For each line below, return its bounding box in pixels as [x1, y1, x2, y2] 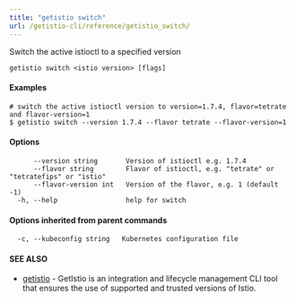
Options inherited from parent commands [9, 214, 168, 225]
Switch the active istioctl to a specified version [9, 46, 181, 56]
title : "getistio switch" [9, 13, 106, 22]
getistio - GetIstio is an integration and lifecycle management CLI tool [22, 273, 278, 284]
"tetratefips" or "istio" [9, 172, 106, 181]
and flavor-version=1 [9, 109, 91, 119]
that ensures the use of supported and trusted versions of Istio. [22, 283, 257, 294]
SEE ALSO [9, 253, 48, 264]
